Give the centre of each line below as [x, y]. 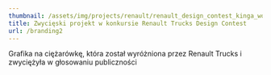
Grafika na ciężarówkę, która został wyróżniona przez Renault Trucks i [125, 54]
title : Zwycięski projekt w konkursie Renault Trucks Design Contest [128, 23]
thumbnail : [27, 16]
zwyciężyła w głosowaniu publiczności [73, 62]
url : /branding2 [35, 31]
